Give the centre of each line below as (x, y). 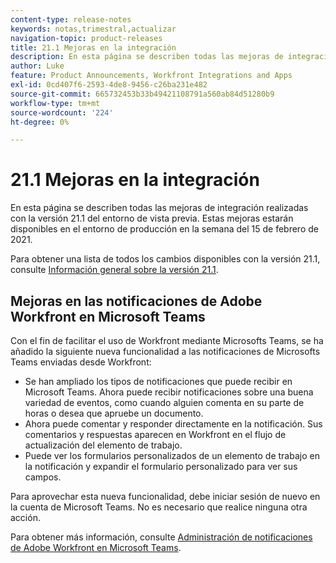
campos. (43, 477)
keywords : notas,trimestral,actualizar (93, 29)
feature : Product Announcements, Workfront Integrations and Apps (151, 76)
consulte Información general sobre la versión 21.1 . (114, 270)
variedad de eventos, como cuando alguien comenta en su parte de (164, 402)
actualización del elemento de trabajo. (103, 445)
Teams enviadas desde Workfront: (81, 362)
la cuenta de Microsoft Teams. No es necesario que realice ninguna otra (159, 507)
